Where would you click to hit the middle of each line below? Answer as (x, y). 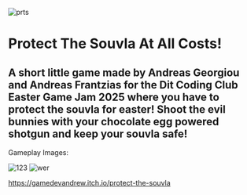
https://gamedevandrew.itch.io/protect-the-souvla (89, 183)
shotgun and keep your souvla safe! (98, 134)
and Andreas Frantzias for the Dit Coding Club (123, 85)
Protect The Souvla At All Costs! (115, 44)
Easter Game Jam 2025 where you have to (114, 97)
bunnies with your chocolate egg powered (114, 121)
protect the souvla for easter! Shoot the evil (117, 109)
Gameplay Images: (39, 152)
